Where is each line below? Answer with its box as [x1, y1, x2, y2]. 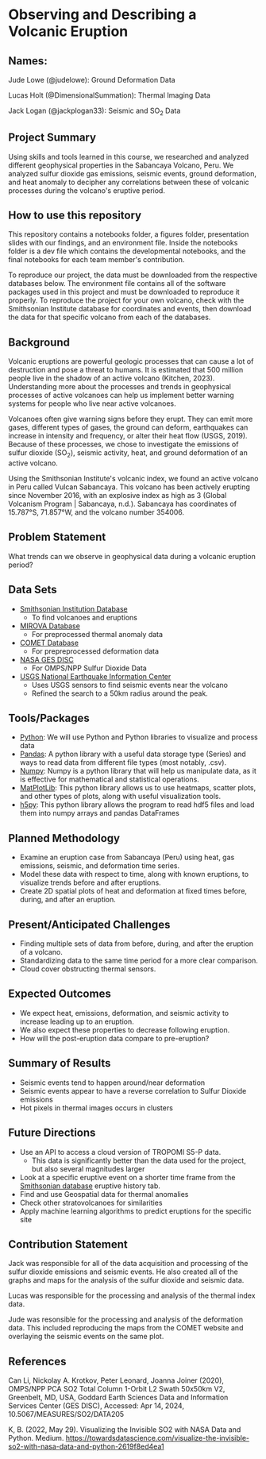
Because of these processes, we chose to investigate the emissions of [8, 439, 239, 450]
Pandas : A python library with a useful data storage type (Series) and [19, 749, 246, 759]
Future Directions [8, 1126, 96, 1140]
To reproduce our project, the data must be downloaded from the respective [8, 270, 258, 280]
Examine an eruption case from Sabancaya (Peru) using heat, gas [19, 852, 235, 863]
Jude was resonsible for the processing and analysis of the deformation [8, 1314, 244, 1324]
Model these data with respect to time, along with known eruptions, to [19, 870, 249, 879]
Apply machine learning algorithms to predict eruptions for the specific [19, 1206, 252, 1216]
